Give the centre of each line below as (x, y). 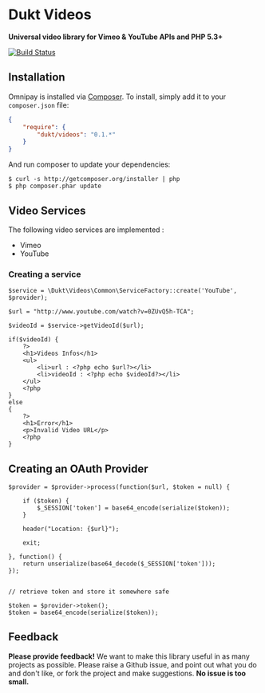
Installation (37, 77)
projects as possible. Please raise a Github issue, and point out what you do (132, 664)
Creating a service (45, 274)
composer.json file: (39, 104)
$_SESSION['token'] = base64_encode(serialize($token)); (133, 508)
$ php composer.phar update (55, 186)
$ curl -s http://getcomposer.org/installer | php (94, 179)
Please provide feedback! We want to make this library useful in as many (129, 656)
